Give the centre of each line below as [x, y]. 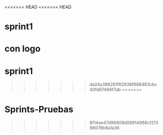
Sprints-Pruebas [39, 109]
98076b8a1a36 [105, 128]
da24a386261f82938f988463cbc [123, 84]
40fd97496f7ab [105, 90]
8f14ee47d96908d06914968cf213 [124, 123]
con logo [23, 49]
